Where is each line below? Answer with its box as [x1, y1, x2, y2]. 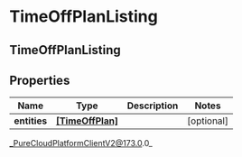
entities [14, 115, 48, 127]
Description [126, 99, 179, 112]
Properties [9, 72, 70, 88]
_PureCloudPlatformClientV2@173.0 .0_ [9, 138, 154, 149]
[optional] [186, 115, 228, 127]
